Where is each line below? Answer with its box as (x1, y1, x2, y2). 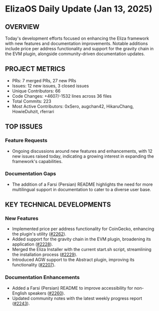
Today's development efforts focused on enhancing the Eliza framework (5, 35, 149, 41)
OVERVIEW (5, 23, 40, 31)
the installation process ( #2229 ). (12, 252, 78, 257)
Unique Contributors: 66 (12, 88, 61, 94)
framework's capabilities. (12, 158, 63, 164)
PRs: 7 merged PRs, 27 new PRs (12, 77, 77, 83)
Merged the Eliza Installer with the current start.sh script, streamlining (12, 247, 152, 252)
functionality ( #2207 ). (12, 262, 56, 268)
